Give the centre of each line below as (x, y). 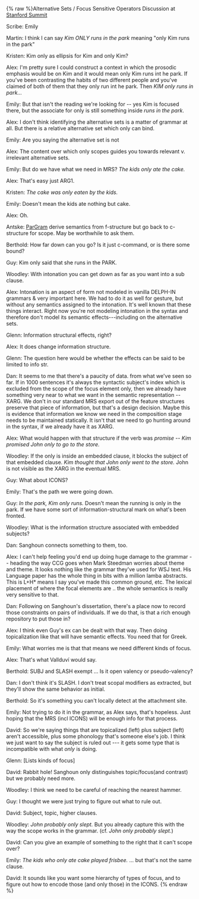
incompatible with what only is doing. (52, 749)
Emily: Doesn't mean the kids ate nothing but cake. (68, 204)
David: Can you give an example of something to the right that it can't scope (99, 842)
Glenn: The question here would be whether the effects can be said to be (96, 358)
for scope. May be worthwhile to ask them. (82, 233)
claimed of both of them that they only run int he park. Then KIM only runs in (100, 86)
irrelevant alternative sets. (38, 158)
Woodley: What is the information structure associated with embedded (93, 527)
